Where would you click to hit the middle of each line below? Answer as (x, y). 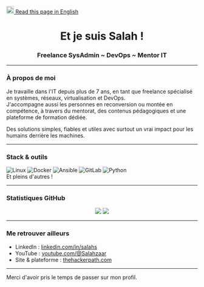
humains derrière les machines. (46, 135)
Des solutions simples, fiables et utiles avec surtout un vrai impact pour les (100, 129)
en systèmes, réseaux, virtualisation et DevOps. (66, 98)
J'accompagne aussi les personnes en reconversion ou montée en (90, 104)
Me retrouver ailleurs (38, 233)
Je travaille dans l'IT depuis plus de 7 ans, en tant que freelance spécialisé (100, 91)
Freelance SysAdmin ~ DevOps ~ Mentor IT (102, 55)
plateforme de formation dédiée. (47, 117)
